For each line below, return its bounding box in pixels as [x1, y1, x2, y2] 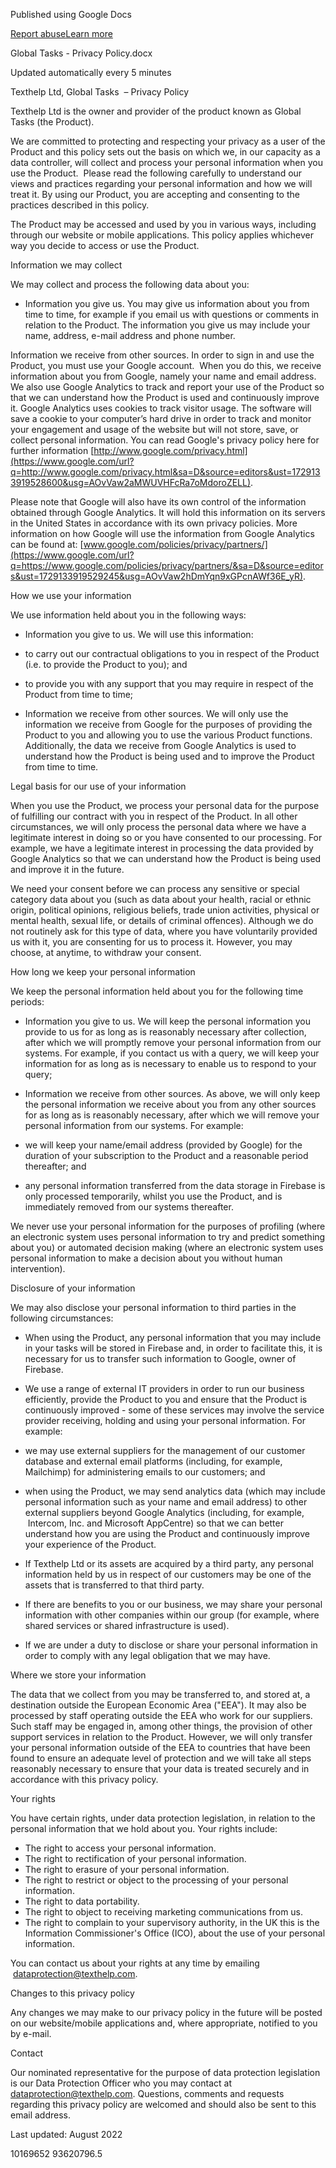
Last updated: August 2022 [10, 2129, 123, 2140]
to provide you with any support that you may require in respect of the [24, 678, 314, 689]
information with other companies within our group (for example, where [24, 1609, 320, 1621]
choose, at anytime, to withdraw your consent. [10, 947, 202, 958]
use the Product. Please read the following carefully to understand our [10, 167, 303, 179]
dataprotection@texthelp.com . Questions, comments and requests [10, 2088, 285, 2099]
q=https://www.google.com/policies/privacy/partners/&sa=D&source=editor [10, 560, 324, 571]
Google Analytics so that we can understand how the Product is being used [10, 853, 322, 864]
